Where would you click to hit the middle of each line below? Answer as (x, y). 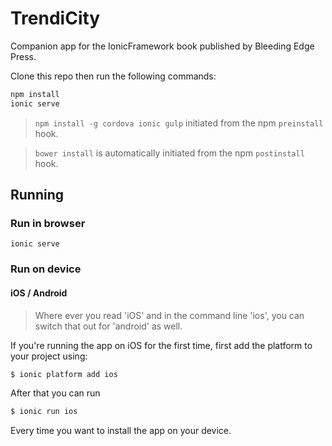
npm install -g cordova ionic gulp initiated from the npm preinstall (179, 123)
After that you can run (55, 393)
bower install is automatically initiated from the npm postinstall (169, 153)
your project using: (49, 356)
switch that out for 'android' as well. (108, 326)
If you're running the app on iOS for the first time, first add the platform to (161, 345)
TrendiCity (55, 18)
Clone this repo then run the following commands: (113, 76)
